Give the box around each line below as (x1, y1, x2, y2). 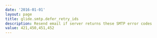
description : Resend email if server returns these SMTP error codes (5, 21, 153, 26)
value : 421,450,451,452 (5, 26, 55, 31)
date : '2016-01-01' (5, 7, 46, 12)
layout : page (5, 12, 32, 17)
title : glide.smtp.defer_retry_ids (5, 16, 79, 21)
